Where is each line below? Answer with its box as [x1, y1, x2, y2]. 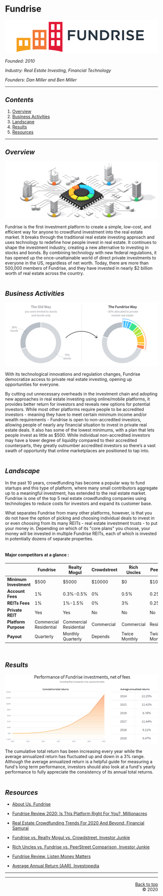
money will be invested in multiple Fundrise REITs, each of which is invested [5, 531, 157, 536]
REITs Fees [7, 600, 30, 606]
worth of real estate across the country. [5, 270, 84, 276]
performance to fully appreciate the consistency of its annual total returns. [5, 769, 154, 775]
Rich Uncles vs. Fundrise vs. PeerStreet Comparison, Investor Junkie [12, 844, 150, 850]
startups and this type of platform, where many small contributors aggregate [5, 485, 158, 491]
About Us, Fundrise [12, 801, 51, 807]
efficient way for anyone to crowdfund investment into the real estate [5, 229, 143, 235]
